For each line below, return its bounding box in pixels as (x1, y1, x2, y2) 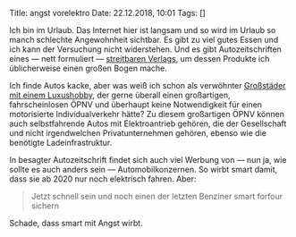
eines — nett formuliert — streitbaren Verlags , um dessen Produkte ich (9, 54, 270, 63)
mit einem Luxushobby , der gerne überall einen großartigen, (9, 89, 231, 100)
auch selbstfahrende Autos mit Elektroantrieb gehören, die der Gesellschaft (9, 118, 287, 129)
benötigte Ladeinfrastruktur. (9, 138, 113, 148)
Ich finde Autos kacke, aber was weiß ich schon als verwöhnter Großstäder (9, 80, 286, 90)
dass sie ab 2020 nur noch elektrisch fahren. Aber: (9, 174, 197, 184)
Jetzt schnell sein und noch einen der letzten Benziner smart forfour (30, 191, 283, 201)
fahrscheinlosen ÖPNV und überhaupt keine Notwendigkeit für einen (9, 99, 262, 110)
